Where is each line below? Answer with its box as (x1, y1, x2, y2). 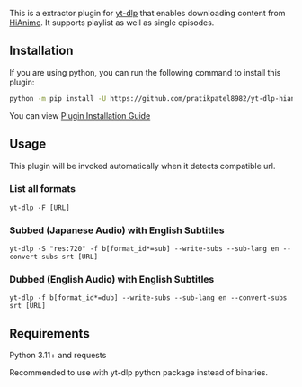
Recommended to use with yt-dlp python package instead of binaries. (9, 367, 268, 378)
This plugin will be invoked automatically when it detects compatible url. (9, 160, 276, 171)
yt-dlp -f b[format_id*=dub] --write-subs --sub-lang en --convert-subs (9, 293, 288, 302)
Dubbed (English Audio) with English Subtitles (9, 274, 215, 286)
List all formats (9, 183, 76, 195)
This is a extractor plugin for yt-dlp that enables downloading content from (9, 8, 286, 18)
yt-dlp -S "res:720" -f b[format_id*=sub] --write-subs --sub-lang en (9, 245, 280, 254)
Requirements (9, 326, 90, 341)
